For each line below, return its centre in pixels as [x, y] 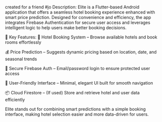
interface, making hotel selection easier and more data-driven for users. [77, 114]
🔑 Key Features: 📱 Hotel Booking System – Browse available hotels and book [81, 37]
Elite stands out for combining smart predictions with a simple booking [75, 109]
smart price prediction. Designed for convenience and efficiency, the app [78, 17]
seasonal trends [21, 59]
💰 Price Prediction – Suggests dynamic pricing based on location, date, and [81, 52]
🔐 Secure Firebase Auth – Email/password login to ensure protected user [78, 68]
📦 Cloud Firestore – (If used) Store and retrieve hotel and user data [72, 93]
